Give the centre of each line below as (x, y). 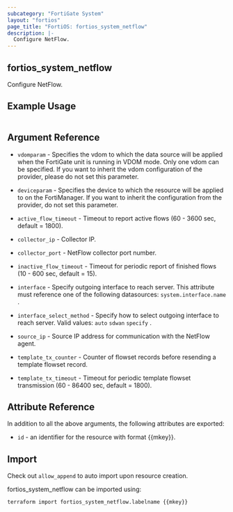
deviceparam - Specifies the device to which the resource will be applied (120, 190)
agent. (26, 343)
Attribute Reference (51, 407)
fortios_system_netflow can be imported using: (74, 489)
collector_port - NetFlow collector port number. (87, 253)
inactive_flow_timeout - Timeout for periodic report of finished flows (117, 266)
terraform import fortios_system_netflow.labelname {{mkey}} (98, 502)
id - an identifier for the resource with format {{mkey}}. (96, 437)
